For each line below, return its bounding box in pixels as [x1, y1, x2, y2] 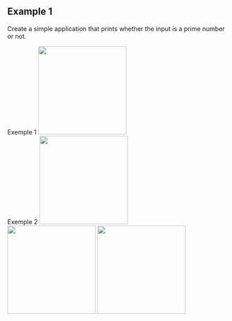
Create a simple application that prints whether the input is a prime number [7, 24, 226, 33]
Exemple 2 [7, 217, 38, 226]
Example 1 [7, 6, 53, 18]
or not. [7, 32, 27, 40]
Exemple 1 [7, 127, 37, 136]
